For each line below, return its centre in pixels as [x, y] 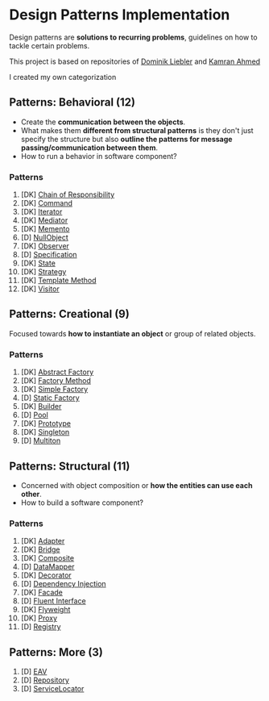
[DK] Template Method [58, 281]
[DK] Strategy [43, 272]
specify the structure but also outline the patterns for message [126, 139]
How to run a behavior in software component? [99, 156]
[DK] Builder [41, 407]
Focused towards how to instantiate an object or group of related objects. [132, 333]
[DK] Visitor [40, 289]
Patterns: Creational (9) [69, 314]
